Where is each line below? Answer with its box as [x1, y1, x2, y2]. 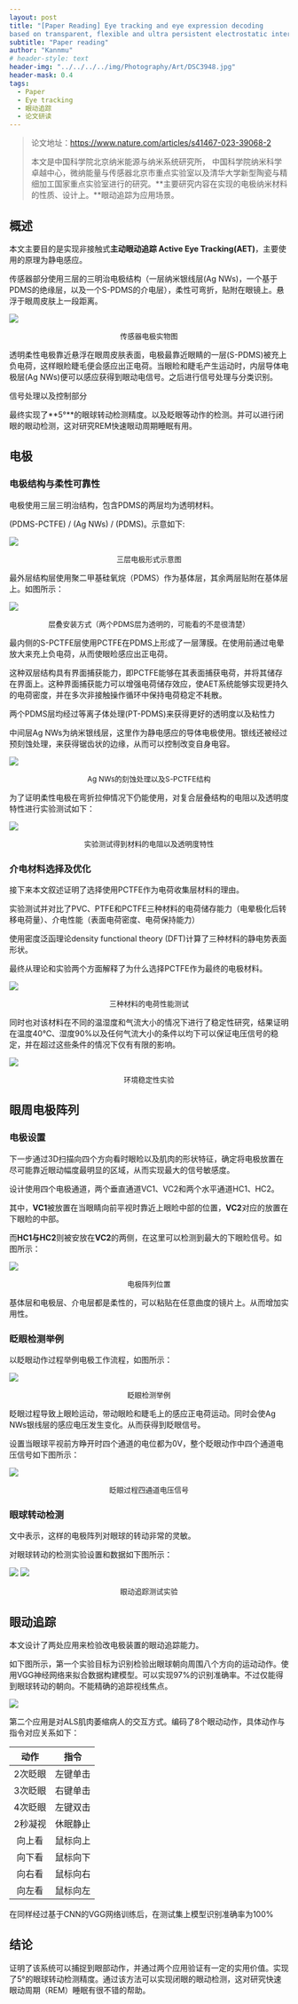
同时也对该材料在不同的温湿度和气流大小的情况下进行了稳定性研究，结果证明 [9, 1017, 289, 1027]
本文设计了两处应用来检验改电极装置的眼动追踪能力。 [9, 1640, 204, 1651]
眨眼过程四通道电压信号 [109, 1485, 189, 1494]
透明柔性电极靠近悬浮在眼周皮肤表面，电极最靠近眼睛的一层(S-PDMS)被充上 [9, 349, 287, 360]
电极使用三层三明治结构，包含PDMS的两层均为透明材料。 [9, 499, 219, 511]
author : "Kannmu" [9, 46, 74, 55]
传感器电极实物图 [119, 330, 178, 341]
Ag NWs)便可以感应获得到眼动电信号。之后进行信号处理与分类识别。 [27, 371, 278, 382]
